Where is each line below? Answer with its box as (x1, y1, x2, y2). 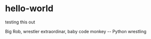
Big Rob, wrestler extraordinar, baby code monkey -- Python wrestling (5, 28, 147, 34)
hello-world (5, 3, 54, 14)
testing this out (5, 19, 35, 25)
